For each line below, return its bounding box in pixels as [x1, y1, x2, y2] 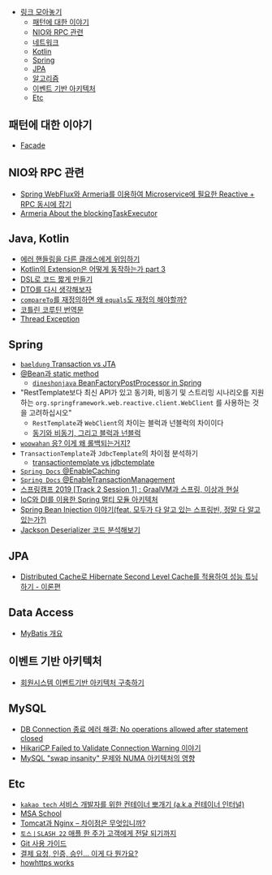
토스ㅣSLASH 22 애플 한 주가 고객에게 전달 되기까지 [19, 829, 177, 838]
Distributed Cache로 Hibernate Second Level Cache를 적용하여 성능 [19, 571, 244, 582]
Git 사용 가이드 [19, 838, 67, 848]
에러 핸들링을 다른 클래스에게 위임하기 [19, 254, 140, 264]
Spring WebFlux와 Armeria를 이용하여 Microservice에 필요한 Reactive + [19, 189, 255, 199]
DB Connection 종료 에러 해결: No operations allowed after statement [19, 724, 248, 734]
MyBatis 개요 [19, 628, 63, 638]
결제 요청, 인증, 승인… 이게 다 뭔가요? [19, 849, 139, 859]
